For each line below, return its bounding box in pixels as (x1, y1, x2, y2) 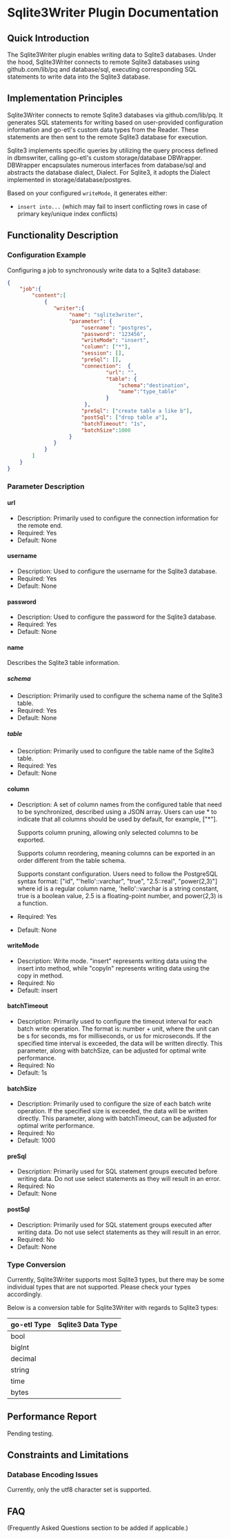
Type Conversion (7, 1260, 66, 1269)
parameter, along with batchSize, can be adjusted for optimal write (17, 1046, 207, 1055)
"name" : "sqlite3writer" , (68, 311, 143, 318)
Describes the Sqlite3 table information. (7, 659, 120, 667)
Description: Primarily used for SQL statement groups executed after (17, 1220, 212, 1229)
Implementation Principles (7, 92, 123, 104)
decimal (10, 1353, 37, 1363)
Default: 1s (17, 1069, 48, 1077)
